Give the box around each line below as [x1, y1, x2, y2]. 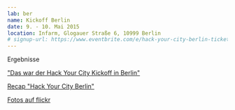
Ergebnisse [7, 55, 40, 63]
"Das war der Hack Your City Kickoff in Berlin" [7, 69, 141, 77]
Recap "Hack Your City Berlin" [7, 82, 94, 91]
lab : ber [7, 10, 33, 17]
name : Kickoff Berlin [7, 17, 71, 24]
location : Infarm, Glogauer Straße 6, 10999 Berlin [7, 29, 161, 37]
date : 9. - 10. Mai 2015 [7, 23, 80, 30]
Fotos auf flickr [7, 95, 51, 104]
